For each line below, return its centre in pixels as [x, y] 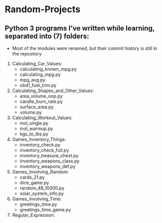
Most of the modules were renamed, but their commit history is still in [85, 48]
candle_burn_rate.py [41, 101]
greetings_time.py [38, 204]
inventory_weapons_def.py [47, 166]
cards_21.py [32, 177]
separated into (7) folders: [47, 36]
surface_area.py [37, 107]
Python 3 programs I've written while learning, [80, 28]
